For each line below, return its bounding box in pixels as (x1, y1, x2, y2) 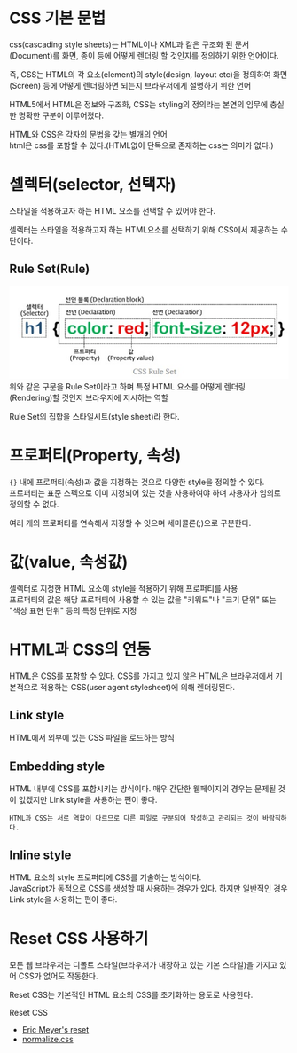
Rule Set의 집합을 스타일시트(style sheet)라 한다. (9, 411, 180, 421)
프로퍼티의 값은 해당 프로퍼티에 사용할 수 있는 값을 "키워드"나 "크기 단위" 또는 (9, 593, 277, 604)
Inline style (9, 847, 72, 862)
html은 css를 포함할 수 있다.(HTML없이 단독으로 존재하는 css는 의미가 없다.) (9, 139, 274, 151)
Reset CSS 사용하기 (9, 929, 149, 949)
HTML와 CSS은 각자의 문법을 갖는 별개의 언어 (9, 129, 168, 139)
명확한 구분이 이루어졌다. (18, 110, 105, 121)
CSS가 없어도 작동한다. (18, 970, 98, 981)
